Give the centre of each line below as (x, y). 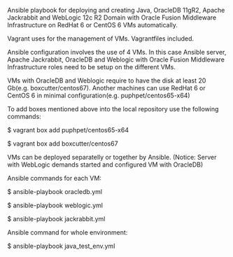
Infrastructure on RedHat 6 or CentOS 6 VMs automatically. (93, 25)
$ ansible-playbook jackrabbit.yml (56, 219)
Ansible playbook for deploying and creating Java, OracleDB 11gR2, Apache (116, 10)
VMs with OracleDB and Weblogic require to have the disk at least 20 (107, 81)
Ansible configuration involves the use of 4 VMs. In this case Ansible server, (117, 52)
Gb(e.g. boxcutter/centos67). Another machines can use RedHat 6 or (107, 88)
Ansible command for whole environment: (68, 232)
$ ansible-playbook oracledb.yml (55, 192)
